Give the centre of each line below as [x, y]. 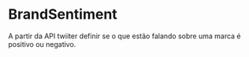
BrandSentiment [63, 14]
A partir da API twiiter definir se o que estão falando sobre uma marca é [125, 36]
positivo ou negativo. [42, 44]
